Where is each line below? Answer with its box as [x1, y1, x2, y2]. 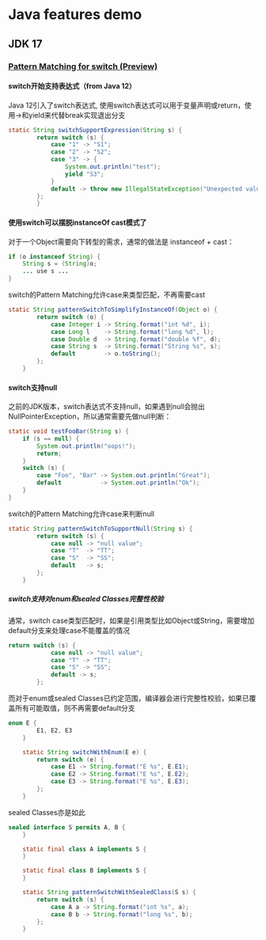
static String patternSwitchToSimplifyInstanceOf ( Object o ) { [8, 306, 218, 314]
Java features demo [8, 6, 142, 24]
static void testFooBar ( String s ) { [8, 427, 129, 436]
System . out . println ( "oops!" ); [36, 442, 136, 450]
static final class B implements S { [22, 866, 147, 875]
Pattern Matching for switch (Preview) [8, 61, 158, 72]
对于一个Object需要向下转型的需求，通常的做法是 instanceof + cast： [8, 237, 235, 246]
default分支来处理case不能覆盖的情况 [8, 625, 131, 635]
